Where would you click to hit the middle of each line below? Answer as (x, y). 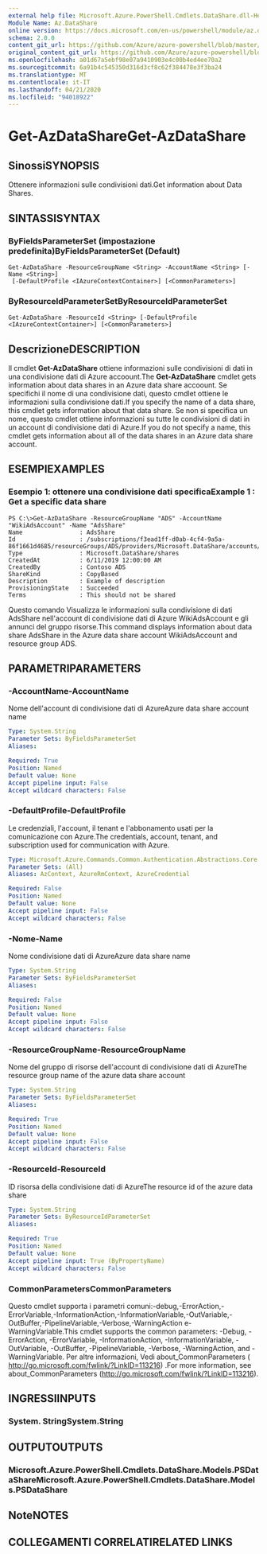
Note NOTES (39, 1515)
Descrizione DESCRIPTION (74, 349)
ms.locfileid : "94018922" (51, 97)
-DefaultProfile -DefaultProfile (67, 811)
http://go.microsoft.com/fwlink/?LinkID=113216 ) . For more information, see (130, 1365)
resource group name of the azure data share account (97, 1076)
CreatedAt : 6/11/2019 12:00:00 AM (85, 560)
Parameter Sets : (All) (46, 867)
